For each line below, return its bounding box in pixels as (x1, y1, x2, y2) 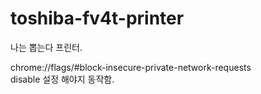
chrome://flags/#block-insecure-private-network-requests (10, 61, 252, 73)
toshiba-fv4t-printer (10, 7, 185, 30)
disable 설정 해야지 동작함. (10, 73, 115, 85)
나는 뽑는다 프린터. (10, 41, 83, 53)
